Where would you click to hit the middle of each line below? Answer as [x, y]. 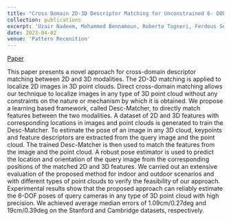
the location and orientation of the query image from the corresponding [108, 159]
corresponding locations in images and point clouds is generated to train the [115, 123]
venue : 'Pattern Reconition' [49, 39]
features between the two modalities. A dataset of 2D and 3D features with [113, 116]
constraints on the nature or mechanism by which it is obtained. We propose [115, 101]
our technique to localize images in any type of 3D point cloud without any [112, 94]
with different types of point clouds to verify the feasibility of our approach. [114, 181]
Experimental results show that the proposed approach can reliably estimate [115, 189]
